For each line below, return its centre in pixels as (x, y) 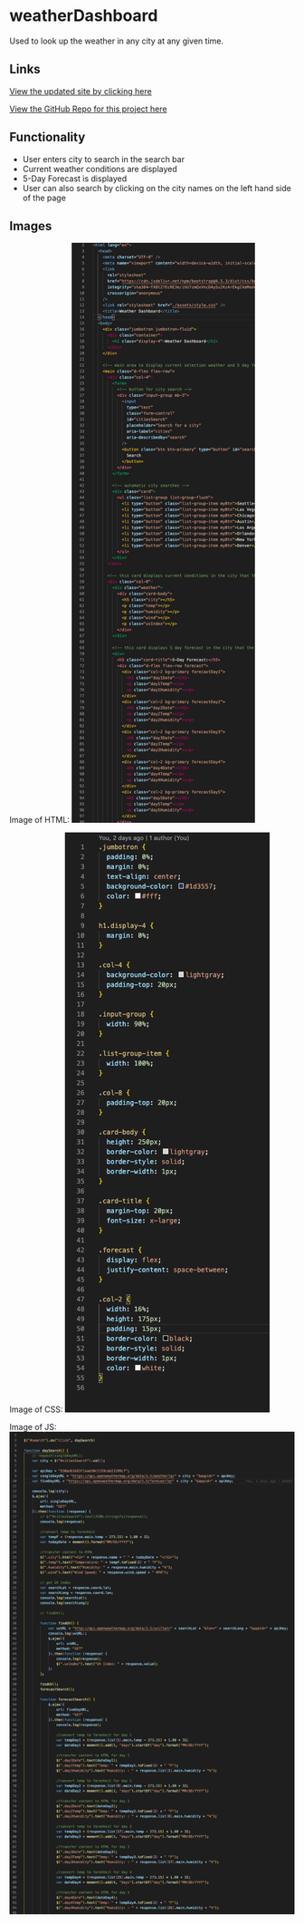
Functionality (47, 137)
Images (31, 226)
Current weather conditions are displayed (100, 169)
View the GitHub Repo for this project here (88, 109)
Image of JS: (33, 1427)
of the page (44, 198)
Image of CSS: (36, 1409)
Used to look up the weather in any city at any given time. (117, 41)
